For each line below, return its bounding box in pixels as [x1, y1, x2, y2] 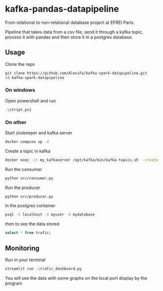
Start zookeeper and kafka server [5, 130, 73, 136]
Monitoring [5, 244, 40, 252]
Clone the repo [5, 61, 35, 67]
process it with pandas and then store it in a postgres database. [5, 34, 133, 40]
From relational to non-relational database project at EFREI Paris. [5, 19, 135, 25]
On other [5, 118, 27, 125]
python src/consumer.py [5, 175, 54, 181]
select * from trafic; [5, 231, 51, 235]
